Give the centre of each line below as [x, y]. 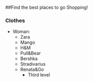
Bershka [29, 59]
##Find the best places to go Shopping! [46, 7]
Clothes [15, 20]
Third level [39, 75]
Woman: [21, 32]
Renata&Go [32, 70]
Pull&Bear [30, 53]
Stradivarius [33, 64]
